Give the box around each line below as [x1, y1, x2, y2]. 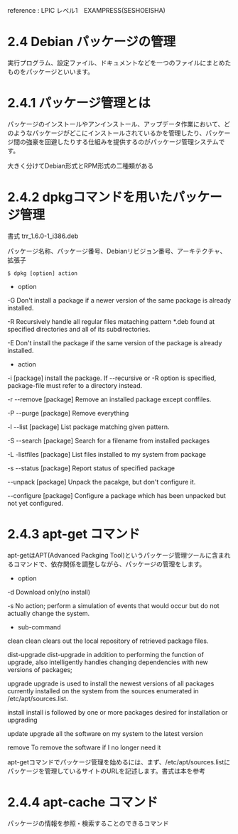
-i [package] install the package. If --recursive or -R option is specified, [7, 374, 217, 382]
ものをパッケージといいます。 [7, 67, 94, 76]
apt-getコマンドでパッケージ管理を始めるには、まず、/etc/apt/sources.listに [7, 757, 231, 766]
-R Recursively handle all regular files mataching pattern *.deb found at [7, 317, 215, 325]
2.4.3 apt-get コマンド [7, 526, 141, 542]
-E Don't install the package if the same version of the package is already [7, 338, 222, 347]
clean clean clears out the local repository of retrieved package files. [7, 637, 209, 645]
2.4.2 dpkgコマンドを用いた [7, 189, 173, 205]
